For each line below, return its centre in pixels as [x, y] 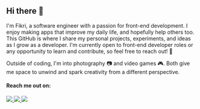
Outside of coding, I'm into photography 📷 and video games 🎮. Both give [98, 63]
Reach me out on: [29, 86]
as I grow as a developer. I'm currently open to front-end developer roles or [100, 45]
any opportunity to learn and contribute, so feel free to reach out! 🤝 [89, 51]
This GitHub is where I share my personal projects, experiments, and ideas [98, 38]
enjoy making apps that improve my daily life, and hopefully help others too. [100, 32]
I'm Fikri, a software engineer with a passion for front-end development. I [97, 25]
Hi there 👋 [25, 11]
